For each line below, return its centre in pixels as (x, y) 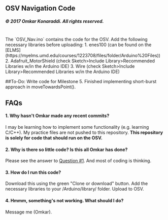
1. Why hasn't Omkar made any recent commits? (57, 116)
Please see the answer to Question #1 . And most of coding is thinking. (78, 161)
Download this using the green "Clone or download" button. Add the (77, 184)
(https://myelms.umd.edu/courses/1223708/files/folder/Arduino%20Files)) (83, 56)
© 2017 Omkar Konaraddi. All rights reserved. (55, 21)
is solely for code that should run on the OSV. (54, 138)
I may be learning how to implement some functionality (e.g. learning (77, 127)
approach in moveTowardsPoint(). (41, 87)
